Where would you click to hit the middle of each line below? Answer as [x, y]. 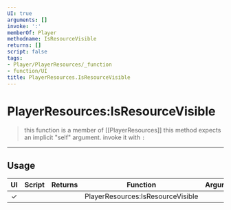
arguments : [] [27, 20]
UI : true [20, 13]
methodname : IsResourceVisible [52, 39]
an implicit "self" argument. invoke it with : [85, 137]
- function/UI [27, 71]
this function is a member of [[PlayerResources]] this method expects [122, 130]
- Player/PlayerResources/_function [59, 65]
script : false [27, 52]
